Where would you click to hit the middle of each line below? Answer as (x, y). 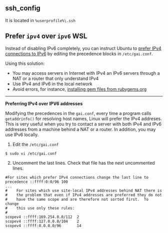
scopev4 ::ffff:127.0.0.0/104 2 (42, 221)
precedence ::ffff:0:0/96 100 (37, 182)
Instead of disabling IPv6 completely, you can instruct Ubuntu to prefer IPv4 (83, 48)
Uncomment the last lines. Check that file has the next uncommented (83, 163)
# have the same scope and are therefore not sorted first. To (77, 199)
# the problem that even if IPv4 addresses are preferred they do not (84, 195)
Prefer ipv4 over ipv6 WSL (46, 36)
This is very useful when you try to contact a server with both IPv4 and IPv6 (83, 124)
